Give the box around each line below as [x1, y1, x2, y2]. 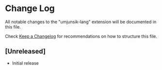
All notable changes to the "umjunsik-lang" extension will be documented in [5, 19, 157, 25]
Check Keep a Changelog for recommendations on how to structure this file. [5, 33, 158, 39]
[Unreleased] [5, 47, 46, 56]
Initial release [12, 60, 39, 66]
